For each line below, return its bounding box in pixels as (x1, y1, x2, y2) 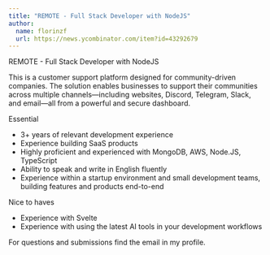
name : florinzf (15, 27, 67, 35)
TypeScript (20, 156, 58, 166)
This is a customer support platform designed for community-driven (8, 72, 237, 82)
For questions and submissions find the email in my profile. (8, 237, 206, 248)
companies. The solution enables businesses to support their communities (8, 81, 258, 91)
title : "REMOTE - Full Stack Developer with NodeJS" (8, 11, 191, 20)
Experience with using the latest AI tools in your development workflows (20, 222, 263, 231)
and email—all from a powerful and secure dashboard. (8, 98, 191, 108)
